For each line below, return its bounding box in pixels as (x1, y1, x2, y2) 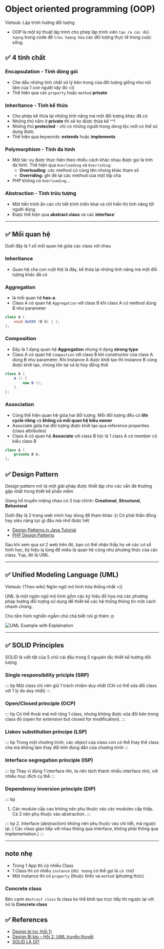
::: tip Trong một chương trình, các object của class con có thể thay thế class (5, 740, 159, 745)
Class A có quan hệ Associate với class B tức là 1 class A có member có (12, 433, 158, 439)
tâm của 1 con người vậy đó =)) (12, 84, 75, 90)
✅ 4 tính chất (5, 54, 45, 62)
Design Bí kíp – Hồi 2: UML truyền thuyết (12, 933, 94, 939)
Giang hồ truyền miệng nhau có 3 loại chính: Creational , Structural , (5, 497, 142, 503)
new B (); (22, 380, 42, 385)
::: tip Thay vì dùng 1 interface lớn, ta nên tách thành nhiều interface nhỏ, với (5, 768, 158, 774)
